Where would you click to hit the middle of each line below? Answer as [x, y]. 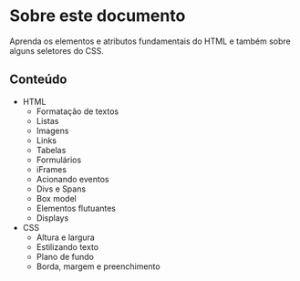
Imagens [52, 130]
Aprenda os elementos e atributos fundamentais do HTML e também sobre [150, 41]
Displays [52, 218]
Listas [47, 120]
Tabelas [51, 150]
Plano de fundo [65, 256]
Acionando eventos [72, 179]
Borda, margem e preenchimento [98, 266]
